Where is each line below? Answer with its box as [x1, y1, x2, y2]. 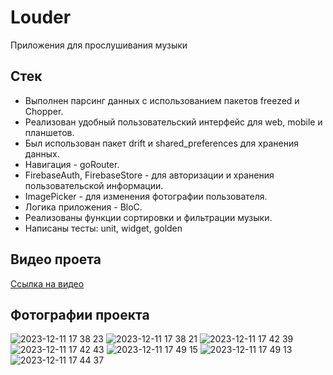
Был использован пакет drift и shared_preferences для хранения [24, 137, 300, 149]
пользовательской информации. [24, 179, 164, 191]
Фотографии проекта [10, 306, 150, 323]
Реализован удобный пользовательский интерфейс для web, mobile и [24, 116, 323, 128]
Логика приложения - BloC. [24, 201, 143, 213]
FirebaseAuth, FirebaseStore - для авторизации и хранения [24, 169, 275, 181]
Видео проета [10, 251, 102, 268]
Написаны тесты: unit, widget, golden [24, 222, 183, 234]
